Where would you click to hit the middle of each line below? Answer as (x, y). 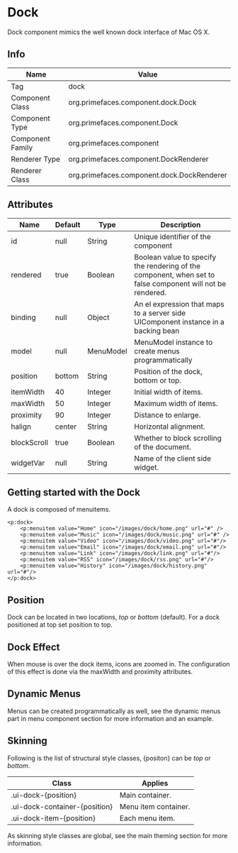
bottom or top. (158, 380)
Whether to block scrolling (178, 438)
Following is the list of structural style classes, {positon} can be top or (109, 758)
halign (21, 426)
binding (24, 317)
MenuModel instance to (174, 342)
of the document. (163, 446)
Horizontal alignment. (170, 426)
